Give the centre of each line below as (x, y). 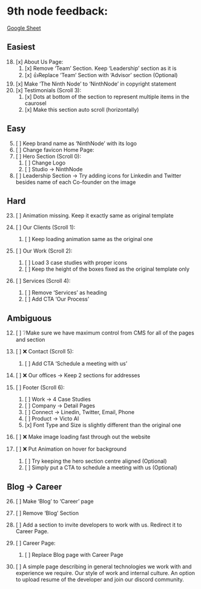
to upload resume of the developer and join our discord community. (100, 579)
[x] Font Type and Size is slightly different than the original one (103, 425)
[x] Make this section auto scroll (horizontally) (82, 109)
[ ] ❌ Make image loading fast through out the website (83, 437)
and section (30, 340)
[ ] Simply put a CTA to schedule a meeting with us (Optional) (101, 468)
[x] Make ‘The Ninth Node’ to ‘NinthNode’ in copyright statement (96, 84)
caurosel (36, 103)
